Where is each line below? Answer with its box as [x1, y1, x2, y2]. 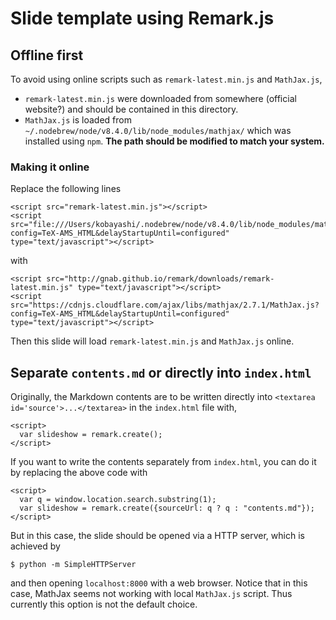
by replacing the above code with [10, 467, 148, 479]
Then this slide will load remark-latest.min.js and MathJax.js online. [10, 335, 295, 347]
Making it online [10, 160, 90, 174]
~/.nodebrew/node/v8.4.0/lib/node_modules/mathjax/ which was [24, 125, 292, 136]
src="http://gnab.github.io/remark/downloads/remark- [46, 274, 275, 284]
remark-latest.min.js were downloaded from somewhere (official [24, 93, 297, 104]
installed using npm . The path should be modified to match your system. [24, 135, 325, 147]
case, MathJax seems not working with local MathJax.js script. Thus [10, 588, 293, 600]
